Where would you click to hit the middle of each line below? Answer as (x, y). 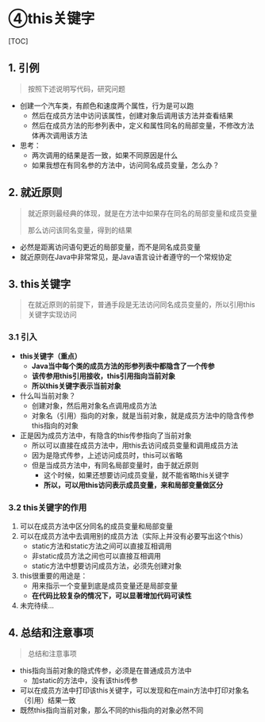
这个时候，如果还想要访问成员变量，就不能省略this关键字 (136, 474)
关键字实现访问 (52, 315)
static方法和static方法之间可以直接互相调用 (102, 546)
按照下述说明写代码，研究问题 (76, 88)
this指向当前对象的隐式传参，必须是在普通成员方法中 (106, 670)
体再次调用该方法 (60, 135)
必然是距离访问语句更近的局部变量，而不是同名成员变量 (110, 247)
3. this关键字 (40, 284)
